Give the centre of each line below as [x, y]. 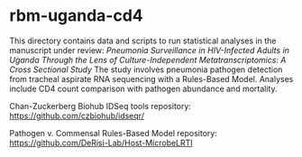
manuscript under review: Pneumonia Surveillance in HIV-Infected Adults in [150, 50]
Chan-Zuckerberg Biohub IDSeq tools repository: [101, 106]
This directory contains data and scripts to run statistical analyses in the [143, 41]
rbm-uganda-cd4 [77, 16]
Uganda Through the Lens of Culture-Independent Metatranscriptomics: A [148, 60]
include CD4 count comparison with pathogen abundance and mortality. [143, 88]
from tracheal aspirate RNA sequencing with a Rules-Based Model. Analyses [151, 78]
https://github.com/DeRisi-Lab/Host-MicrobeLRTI [101, 143]
